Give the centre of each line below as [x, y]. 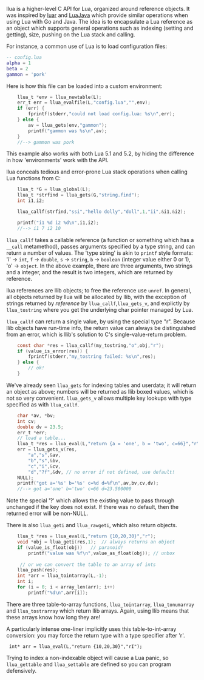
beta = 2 [17, 69]
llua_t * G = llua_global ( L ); [54, 190]
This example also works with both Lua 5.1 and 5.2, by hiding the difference [100, 153]
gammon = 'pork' [27, 74]
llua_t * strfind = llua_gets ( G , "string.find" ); [78, 195]
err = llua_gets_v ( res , [47, 449]
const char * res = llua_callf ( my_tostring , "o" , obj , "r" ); [91, 345]
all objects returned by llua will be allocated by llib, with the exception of [97, 297]
